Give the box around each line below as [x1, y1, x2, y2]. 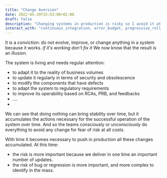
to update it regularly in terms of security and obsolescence [12, 75, 135, 81]
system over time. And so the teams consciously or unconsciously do [5, 122, 148, 128]
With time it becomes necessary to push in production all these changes [5, 137, 153, 143]
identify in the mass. [12, 168, 54, 174]
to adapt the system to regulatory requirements [12, 85, 109, 91]
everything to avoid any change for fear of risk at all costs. [5, 127, 125, 133]
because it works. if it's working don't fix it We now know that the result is [5, 45, 157, 51]
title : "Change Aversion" [5, 7, 59, 12]
